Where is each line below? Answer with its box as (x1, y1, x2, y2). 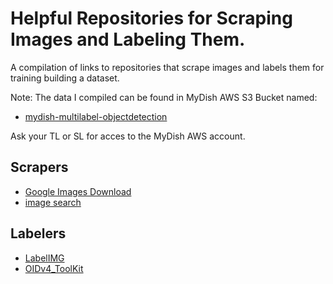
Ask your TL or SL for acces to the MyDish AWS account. (10, 130, 246, 142)
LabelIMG (24, 252, 65, 264)
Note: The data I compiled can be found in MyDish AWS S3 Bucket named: (10, 91, 318, 103)
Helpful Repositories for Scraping (10, 7, 293, 30)
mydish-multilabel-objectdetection (24, 110, 168, 122)
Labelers (10, 225, 67, 242)
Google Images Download (24, 185, 132, 197)
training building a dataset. (10, 72, 120, 84)
